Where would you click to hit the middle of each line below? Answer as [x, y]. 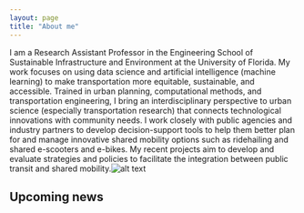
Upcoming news [56, 197]
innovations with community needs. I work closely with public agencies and [151, 120]
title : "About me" [44, 26]
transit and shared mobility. [61, 168]
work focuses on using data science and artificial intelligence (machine [142, 71]
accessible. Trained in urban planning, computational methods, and [136, 91]
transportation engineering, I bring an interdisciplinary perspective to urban [151, 100]
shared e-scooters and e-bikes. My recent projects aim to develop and [142, 149]
